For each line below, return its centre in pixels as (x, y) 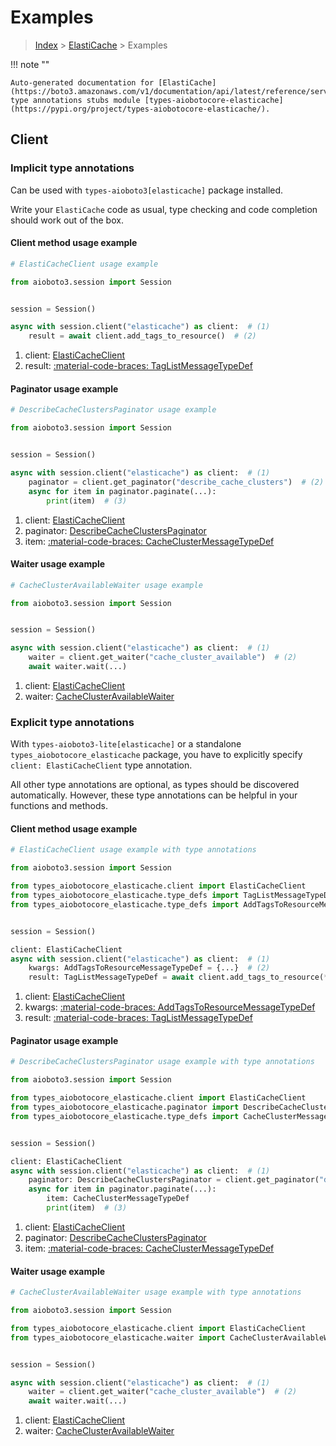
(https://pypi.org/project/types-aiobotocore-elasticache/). (140, 109)
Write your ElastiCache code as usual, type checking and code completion (164, 209)
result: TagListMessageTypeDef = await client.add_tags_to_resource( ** (180, 977)
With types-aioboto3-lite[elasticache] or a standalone (126, 744)
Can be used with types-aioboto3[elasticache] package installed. (147, 190)
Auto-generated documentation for (82, 82)
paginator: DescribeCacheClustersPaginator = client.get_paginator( (174, 1180)
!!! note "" (30, 64)
